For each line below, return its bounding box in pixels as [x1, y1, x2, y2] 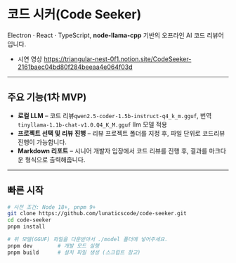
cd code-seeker [7, 217, 52, 224]
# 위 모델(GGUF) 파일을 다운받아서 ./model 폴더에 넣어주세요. [7, 236, 169, 243]
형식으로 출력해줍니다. [25, 155, 86, 164]
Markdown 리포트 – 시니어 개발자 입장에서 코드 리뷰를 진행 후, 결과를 [17, 146, 208, 155]
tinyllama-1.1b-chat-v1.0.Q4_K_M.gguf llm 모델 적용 [17, 120, 167, 129]
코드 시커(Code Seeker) [7, 6, 142, 23]
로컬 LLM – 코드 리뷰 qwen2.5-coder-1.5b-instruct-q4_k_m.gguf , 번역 [17, 111, 212, 120]
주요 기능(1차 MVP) [7, 91, 87, 103]
